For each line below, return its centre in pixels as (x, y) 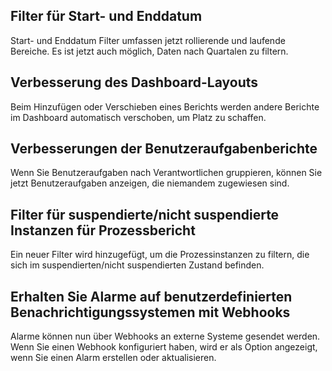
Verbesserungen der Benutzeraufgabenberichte (164, 149)
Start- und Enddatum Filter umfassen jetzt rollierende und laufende (148, 40)
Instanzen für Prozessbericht (103, 230)
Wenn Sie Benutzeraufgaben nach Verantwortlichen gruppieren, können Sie (166, 173)
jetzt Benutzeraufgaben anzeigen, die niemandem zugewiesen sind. (150, 183)
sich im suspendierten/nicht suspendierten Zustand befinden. (137, 265)
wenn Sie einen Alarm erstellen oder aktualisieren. (113, 358)
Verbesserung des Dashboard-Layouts (134, 82)
